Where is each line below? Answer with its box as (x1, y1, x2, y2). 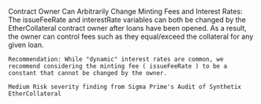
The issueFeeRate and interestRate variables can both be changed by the (8, 15, 247, 24)
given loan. (8, 40, 45, 50)
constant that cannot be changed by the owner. (8, 69, 168, 77)
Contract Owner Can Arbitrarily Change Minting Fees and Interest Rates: (8, 7, 243, 16)
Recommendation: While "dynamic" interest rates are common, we (8, 55, 224, 63)
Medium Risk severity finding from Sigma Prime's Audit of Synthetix (8, 83, 242, 91)
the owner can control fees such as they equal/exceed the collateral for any (8, 32, 254, 41)
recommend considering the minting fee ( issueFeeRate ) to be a (8, 62, 227, 70)
